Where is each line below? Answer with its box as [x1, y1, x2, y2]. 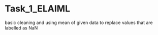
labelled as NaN [5, 24, 38, 30]
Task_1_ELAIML [5, 3, 71, 14]
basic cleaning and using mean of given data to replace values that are [5, 19, 153, 25]
